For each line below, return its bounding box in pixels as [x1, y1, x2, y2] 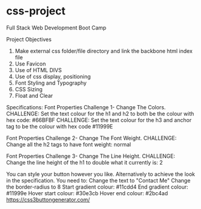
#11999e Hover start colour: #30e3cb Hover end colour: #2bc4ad [6, 189, 168, 196]
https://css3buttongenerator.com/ [6, 196, 90, 203]
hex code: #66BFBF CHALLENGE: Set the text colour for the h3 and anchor [6, 116, 192, 124]
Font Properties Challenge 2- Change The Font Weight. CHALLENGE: [6, 134, 177, 142]
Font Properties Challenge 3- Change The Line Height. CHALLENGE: [6, 152, 176, 160]
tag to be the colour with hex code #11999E [6, 123, 113, 130]
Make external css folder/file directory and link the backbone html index [14, 47, 193, 55]
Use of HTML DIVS [14, 66, 62, 73]
